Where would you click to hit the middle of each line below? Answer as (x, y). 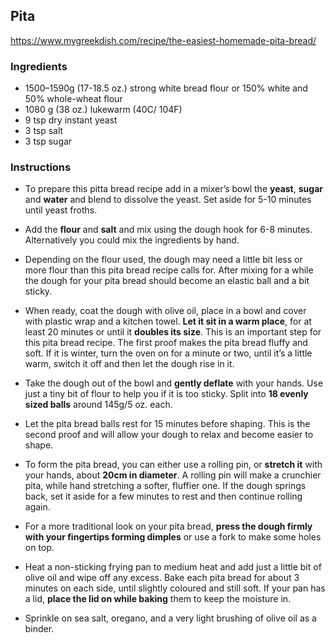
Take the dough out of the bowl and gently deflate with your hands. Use (174, 383)
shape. (39, 445)
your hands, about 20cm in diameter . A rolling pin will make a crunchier (173, 475)
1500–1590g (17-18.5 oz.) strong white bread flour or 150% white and (166, 88)
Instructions (41, 167)
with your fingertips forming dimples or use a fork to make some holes (173, 537)
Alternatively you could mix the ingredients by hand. (132, 240)
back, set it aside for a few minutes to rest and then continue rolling (163, 496)
